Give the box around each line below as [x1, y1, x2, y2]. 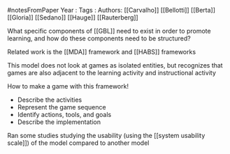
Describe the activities [17, 95, 82, 104]
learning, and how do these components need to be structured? [7, 34, 191, 43]
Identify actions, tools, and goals [17, 111, 112, 118]
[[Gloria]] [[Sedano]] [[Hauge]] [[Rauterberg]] [7, 13, 138, 22]
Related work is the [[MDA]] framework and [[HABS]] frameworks [7, 48, 196, 56]
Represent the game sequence [17, 103, 106, 111]
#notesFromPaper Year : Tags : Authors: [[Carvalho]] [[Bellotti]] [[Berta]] [7, 6, 215, 14]
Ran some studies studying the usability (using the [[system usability [7, 132, 206, 139]
